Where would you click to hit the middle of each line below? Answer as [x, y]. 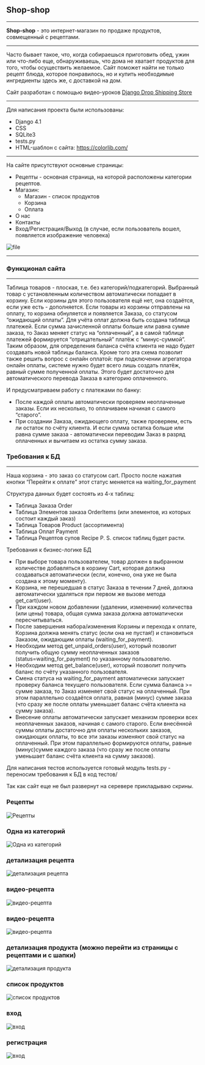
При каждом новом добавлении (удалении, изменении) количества [104, 607]
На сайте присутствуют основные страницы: [65, 165]
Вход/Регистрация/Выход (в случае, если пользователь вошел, [98, 229]
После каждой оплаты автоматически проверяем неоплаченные [100, 402]
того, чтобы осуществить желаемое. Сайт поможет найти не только [95, 67]
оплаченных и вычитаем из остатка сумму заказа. [81, 441]
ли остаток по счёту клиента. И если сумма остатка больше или [99, 428]
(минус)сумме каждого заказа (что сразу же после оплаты [92, 750]
